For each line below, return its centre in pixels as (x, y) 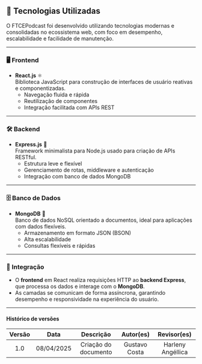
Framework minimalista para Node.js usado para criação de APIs (95, 151)
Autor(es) (136, 334)
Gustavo (135, 345)
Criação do (96, 345)
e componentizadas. (40, 89)
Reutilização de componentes (61, 101)
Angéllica (175, 352)
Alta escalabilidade (47, 239)
